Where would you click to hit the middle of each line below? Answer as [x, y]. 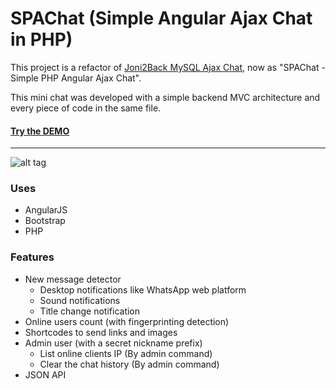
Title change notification [90, 311]
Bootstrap [45, 221]
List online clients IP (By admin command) [126, 353]
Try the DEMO [40, 131]
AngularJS [46, 210]
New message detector [73, 279]
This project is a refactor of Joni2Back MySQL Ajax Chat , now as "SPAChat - [168, 67]
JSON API [45, 374]
